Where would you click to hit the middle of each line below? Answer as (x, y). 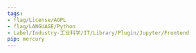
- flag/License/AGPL (37, 20)
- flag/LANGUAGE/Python (42, 26)
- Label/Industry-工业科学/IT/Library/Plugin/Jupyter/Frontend (98, 33)
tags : (15, 13)
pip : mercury (26, 39)
